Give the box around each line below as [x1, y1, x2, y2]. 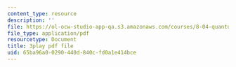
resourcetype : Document [7, 36, 77, 43]
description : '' [7, 17, 55, 24]
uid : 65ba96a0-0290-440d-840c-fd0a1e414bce [7, 50, 137, 57]
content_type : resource [7, 10, 77, 17]
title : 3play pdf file [7, 43, 74, 50]
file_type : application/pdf [7, 29, 90, 37]
